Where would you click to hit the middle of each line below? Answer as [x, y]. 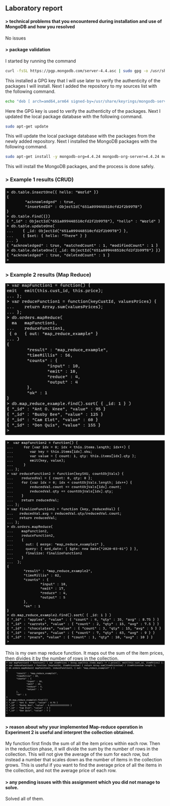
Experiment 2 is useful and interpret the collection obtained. [70, 732]
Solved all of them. [25, 799]
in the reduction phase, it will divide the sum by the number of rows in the [82, 749]
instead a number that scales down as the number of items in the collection [84, 760]
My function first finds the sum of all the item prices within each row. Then [83, 744]
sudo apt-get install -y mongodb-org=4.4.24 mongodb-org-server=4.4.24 [82, 157]
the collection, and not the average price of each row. [61, 770]
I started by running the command [41, 61]
